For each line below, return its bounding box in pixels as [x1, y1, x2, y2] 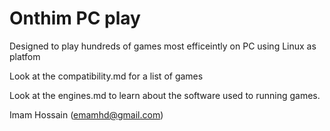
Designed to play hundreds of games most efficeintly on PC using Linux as [9, 40, 317, 52]
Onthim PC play [9, 7, 141, 30]
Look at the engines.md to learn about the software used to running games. [9, 89, 321, 101]
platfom [9, 50, 41, 62]
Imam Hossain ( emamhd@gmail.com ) [9, 108, 164, 121]
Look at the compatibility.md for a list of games [9, 70, 204, 82]
